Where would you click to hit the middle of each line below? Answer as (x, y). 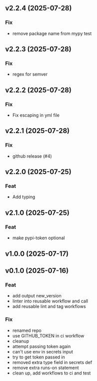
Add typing (24, 197)
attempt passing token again (42, 346)
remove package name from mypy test (52, 33)
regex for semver (30, 74)
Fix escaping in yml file (36, 115)
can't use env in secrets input (43, 351)
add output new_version (37, 296)
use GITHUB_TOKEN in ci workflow (48, 335)
